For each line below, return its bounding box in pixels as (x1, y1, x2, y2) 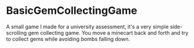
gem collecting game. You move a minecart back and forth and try (28, 29, 189, 36)
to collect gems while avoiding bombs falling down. (6, 35, 131, 42)
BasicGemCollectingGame (6, 4, 138, 17)
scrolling (6, 29, 27, 36)
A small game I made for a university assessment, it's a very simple (6, 23, 169, 30)
